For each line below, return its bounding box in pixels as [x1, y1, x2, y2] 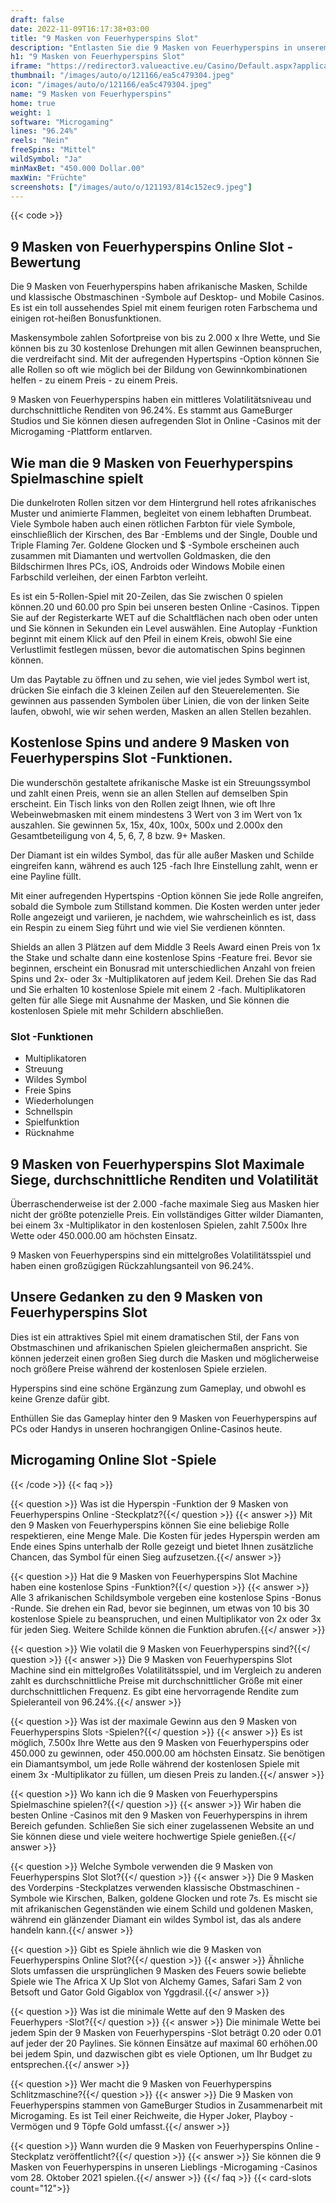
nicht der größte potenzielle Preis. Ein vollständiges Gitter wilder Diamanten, [10, 1208, 324, 1220]
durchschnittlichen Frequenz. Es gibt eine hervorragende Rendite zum [10, 1685, 300, 1697]
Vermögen [10, 2120, 54, 2132]
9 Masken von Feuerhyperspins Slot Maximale [10, 1156, 305, 1173]
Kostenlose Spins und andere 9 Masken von [10, 734, 290, 751]
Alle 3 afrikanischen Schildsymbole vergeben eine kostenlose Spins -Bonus [10, 1591, 322, 1603]
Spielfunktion [24, 1116, 80, 1128]
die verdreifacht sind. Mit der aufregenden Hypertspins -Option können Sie [10, 353, 320, 365]
